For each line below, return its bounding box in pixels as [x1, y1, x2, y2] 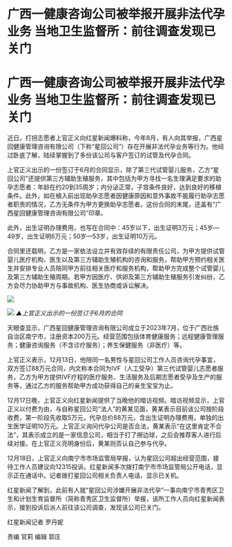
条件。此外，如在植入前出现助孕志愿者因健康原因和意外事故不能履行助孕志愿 [7, 191, 225, 200]
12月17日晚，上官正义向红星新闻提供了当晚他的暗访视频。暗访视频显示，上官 [7, 396, 225, 405]
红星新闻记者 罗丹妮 [7, 518, 64, 526]
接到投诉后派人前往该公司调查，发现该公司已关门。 [19, 503, 164, 512]
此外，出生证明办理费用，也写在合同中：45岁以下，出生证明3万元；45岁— [7, 224, 220, 232]
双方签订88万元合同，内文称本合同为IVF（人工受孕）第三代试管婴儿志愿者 [7, 364, 218, 373]
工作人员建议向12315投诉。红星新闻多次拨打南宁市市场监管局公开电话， [12, 463, 217, 471]
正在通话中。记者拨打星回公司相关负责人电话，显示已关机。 [12, 471, 183, 480]
